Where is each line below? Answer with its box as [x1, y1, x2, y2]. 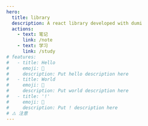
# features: [6, 54, 36, 60]
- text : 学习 [17, 43, 49, 49]
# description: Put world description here [6, 88, 129, 94]
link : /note [22, 37, 53, 43]
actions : [12, 25, 34, 32]
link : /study [22, 48, 56, 55]
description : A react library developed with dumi [12, 20, 143, 26]
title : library [12, 15, 50, 21]
